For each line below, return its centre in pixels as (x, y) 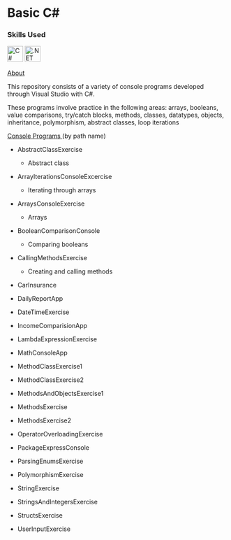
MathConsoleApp (42, 353)
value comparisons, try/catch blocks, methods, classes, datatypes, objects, (116, 115)
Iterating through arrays (62, 190)
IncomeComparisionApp (52, 326)
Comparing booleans (58, 244)
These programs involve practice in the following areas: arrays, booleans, (113, 108)
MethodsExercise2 (44, 420)
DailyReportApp (40, 299)
